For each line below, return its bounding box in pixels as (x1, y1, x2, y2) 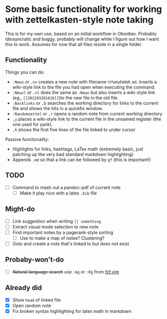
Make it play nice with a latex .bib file (19, 190, 97, 196)
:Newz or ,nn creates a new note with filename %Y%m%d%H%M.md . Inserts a (12, 78, 157, 84)
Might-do (5, 205, 35, 213)
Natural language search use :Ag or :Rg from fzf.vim (12, 268, 120, 274)
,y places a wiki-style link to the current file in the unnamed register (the (12, 116, 162, 122)
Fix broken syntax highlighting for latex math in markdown (12, 308, 132, 314)
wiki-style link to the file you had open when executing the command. (12, 84, 156, 90)
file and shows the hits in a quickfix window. (12, 105, 103, 111)
